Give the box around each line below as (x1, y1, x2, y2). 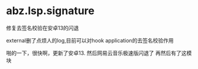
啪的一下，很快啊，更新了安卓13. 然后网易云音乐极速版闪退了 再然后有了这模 (6, 49, 192, 57)
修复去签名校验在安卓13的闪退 (6, 24, 79, 31)
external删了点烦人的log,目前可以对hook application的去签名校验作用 (6, 37, 174, 44)
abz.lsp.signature (6, 4, 95, 18)
